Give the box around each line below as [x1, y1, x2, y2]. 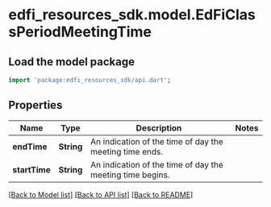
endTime [12, 141, 48, 152]
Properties [8, 98, 63, 112]
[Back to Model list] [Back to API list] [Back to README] [8, 189, 194, 199]
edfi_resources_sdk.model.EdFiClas [8, 6, 256, 24]
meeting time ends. [90, 146, 164, 157]
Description [135, 122, 182, 134]
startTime [12, 164, 51, 175]
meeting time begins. [90, 169, 170, 180]
